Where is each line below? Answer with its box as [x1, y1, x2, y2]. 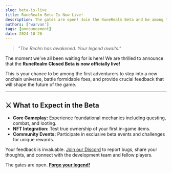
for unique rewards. [12, 136, 55, 142]
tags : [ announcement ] [5, 27, 52, 32]
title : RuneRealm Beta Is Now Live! [5, 12, 83, 17]
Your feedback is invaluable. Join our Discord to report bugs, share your [5, 146, 158, 153]
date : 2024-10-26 [5, 31, 42, 36]
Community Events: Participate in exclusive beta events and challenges [12, 131, 165, 137]
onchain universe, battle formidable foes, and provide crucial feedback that [5, 76, 164, 82]
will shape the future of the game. [5, 81, 77, 88]
